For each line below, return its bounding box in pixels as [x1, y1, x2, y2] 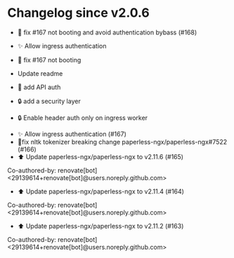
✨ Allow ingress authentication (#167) [17, 130, 126, 138]
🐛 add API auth [17, 83, 61, 91]
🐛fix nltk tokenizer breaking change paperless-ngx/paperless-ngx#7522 [17, 137, 228, 146]
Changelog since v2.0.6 [7, 5, 150, 21]
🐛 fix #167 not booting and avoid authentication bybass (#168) [17, 28, 197, 36]
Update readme [17, 69, 63, 78]
